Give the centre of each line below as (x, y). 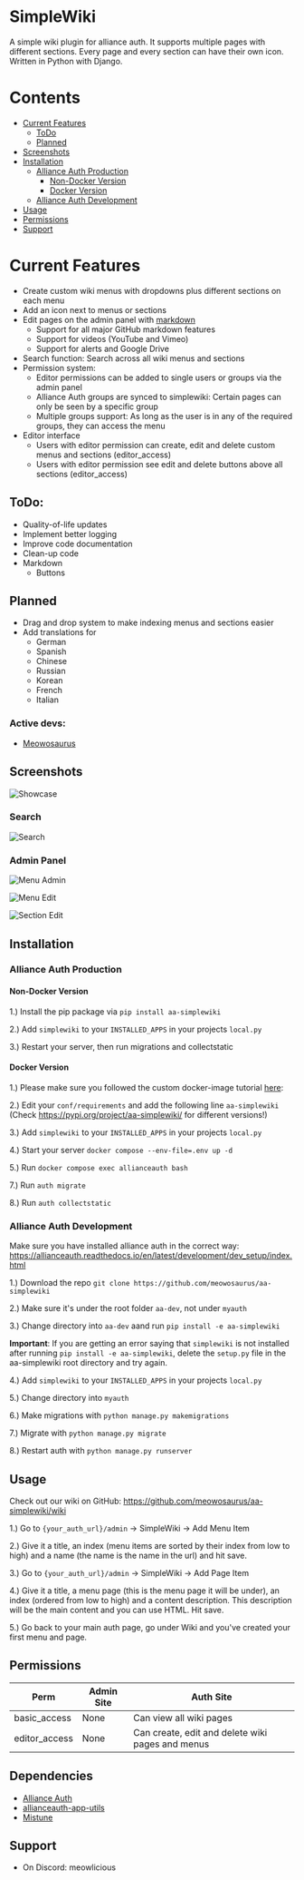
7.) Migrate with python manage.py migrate (88, 1433)
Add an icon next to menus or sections (95, 309)
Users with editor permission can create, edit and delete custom (156, 445)
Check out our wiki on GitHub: (66, 1501)
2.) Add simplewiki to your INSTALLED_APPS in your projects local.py (136, 1029)
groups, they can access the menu (100, 426)
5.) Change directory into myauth (69, 1398)
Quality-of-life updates (65, 524)
